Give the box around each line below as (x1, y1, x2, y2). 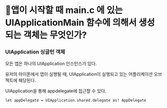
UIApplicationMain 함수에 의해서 (5, 17, 137, 28)
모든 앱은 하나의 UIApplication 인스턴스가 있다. (5, 61, 97, 67)
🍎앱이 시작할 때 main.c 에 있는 (5, 4, 123, 16)
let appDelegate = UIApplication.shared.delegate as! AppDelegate (5, 98, 146, 103)
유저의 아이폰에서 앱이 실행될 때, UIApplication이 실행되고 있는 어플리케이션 (5, 71, 153, 77)
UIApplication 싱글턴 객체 (5, 48, 65, 55)
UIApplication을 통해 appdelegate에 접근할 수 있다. (5, 88, 106, 94)
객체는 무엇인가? (23, 29, 87, 41)
